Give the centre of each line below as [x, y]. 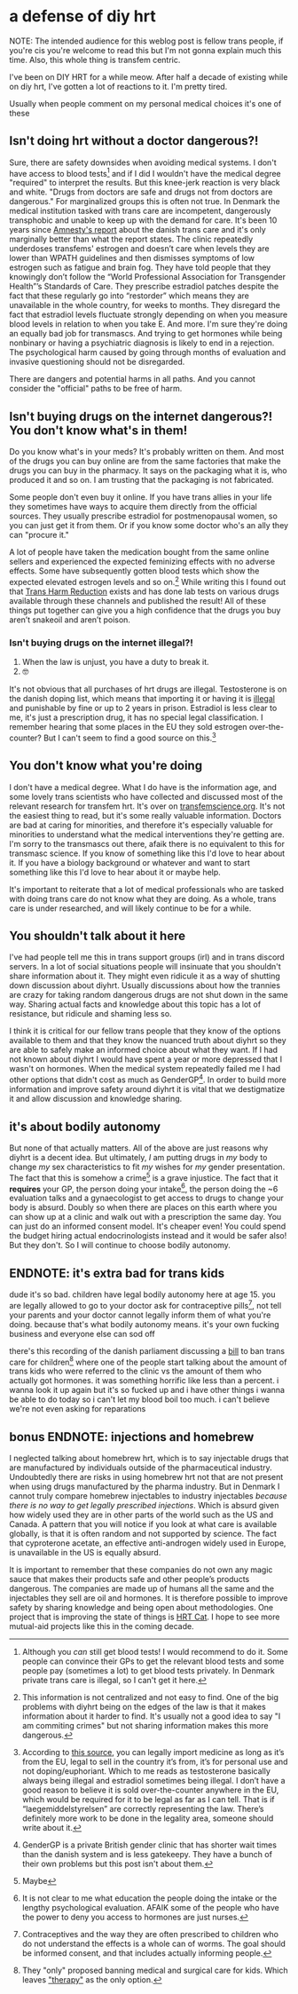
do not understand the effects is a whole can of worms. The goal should [154, 1944]
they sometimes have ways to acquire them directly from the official [133, 507]
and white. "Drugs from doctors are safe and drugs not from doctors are [141, 192]
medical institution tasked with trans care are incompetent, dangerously [140, 211]
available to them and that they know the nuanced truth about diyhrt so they [148, 1041]
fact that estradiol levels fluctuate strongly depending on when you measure [149, 315]
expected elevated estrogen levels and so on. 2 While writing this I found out [148, 581]
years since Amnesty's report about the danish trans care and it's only [137, 230]
